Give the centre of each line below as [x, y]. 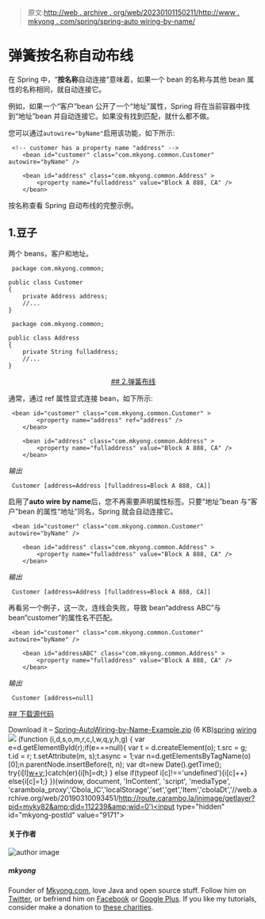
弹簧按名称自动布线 [71, 56]
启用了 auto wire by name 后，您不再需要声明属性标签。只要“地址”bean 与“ [130, 501]
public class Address [44, 338]
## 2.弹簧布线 [133, 381]
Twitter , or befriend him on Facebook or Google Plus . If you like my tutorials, [132, 898]
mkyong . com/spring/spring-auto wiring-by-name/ [111, 21]
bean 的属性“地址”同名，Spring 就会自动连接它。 [98, 511]
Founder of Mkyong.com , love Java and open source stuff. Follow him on [127, 890]
